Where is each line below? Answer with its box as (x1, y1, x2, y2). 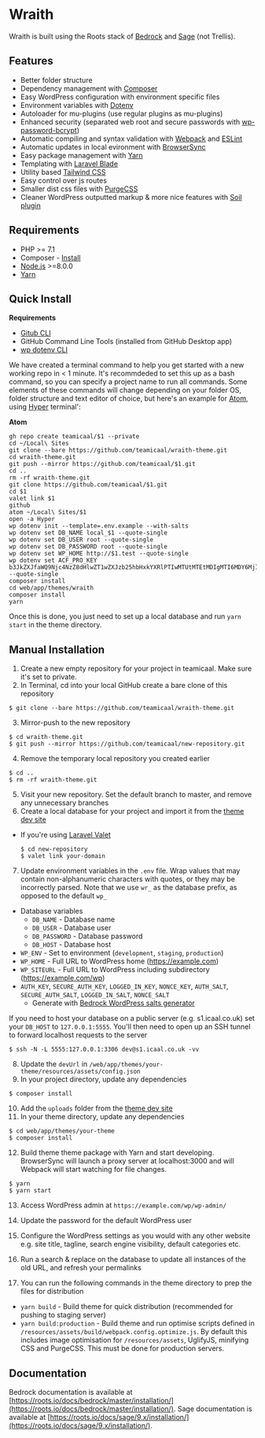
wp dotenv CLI (20, 345, 68, 355)
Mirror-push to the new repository (20, 718, 131, 727)
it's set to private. (20, 672, 77, 682)
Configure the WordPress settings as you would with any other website (20, 1231, 251, 1240)
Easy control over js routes (20, 176, 107, 185)
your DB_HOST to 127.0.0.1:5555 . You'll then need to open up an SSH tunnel (9, 1022, 251, 1032)
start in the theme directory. (9, 620, 102, 630)
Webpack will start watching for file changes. (20, 1165, 167, 1174)
